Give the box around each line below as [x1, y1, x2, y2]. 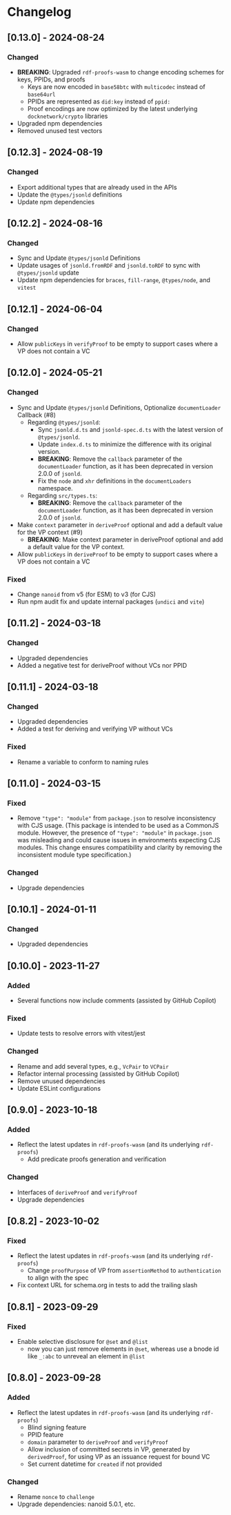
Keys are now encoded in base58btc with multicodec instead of [27, 82, 205, 90]
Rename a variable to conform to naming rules [17, 757, 149, 766]
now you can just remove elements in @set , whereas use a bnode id [27, 1345, 219, 1353]
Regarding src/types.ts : [27, 491, 98, 499]
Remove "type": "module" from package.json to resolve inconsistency [17, 814, 216, 822]
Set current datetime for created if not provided [27, 1460, 162, 1468]
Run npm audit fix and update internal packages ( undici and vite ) [17, 597, 205, 606]
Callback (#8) [17, 410, 57, 419]
